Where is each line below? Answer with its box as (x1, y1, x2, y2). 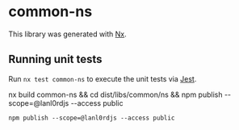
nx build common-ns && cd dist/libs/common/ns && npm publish (8, 90, 223, 99)
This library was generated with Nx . (8, 29, 127, 39)
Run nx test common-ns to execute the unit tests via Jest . (8, 73, 197, 83)
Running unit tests (8, 52, 103, 66)
